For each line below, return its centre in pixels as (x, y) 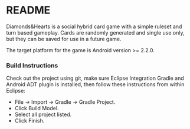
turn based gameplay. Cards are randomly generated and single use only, (95, 32)
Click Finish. (30, 121)
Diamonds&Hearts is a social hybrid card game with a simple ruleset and (94, 26)
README (28, 10)
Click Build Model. (37, 108)
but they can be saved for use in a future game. (64, 39)
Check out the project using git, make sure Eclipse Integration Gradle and (95, 78)
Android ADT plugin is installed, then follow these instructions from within (95, 84)
